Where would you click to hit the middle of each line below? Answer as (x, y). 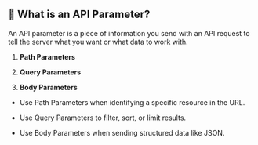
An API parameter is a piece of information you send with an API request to (129, 33)
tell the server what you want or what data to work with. (98, 42)
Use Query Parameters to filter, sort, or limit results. (103, 118)
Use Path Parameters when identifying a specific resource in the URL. (132, 102)
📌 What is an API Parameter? (79, 14)
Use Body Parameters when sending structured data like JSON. (122, 132)
